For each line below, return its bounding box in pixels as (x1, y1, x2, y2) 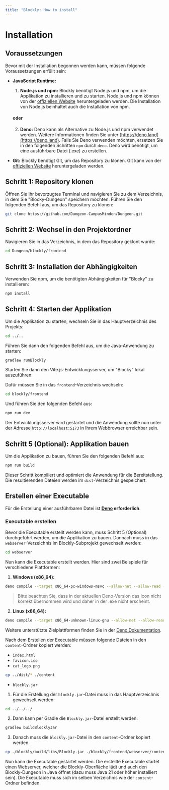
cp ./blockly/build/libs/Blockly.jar (5, 750, 84, 755)
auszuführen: (5, 372, 33, 378)
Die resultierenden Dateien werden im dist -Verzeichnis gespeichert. (5, 477, 147, 483)
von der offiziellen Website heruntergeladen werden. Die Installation (20, 98, 161, 104)
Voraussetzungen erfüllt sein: (5, 68, 66, 74)
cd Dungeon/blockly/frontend (5, 248, 66, 254)
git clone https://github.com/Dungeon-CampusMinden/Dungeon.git (5, 211, 143, 216)
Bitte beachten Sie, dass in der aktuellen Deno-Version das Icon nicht (17, 593, 161, 599)
